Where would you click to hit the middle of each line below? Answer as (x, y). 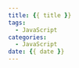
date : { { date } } (36, 52)
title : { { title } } (40, 15)
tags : (17, 23)
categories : (27, 37)
